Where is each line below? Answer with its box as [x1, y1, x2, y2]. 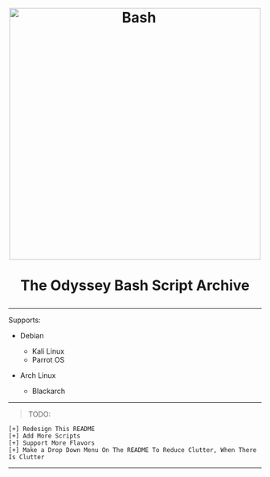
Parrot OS [31, 355, 65, 365]
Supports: [8, 315, 42, 325]
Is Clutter [8, 454, 45, 462]
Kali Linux [31, 346, 65, 356]
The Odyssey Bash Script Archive [20, 276, 250, 295]
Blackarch [31, 386, 66, 396]
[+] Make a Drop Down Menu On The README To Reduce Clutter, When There [8, 446, 257, 454]
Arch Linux [19, 371, 56, 380]
